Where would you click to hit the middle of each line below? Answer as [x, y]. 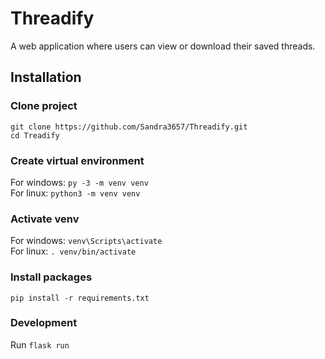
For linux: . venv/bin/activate [73, 251]
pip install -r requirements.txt [80, 298]
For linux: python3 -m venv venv [75, 193]
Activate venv [45, 219]
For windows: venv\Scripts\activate [86, 241]
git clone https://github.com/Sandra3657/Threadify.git [129, 127]
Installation [46, 77]
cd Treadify [35, 135]
